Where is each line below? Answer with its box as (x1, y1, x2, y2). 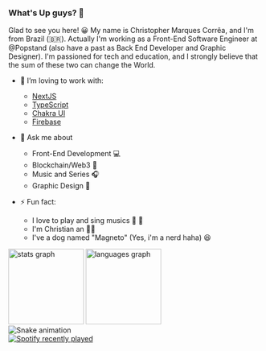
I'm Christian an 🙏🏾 (31, 225, 96, 234)
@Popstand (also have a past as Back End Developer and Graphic (8, 43, 227, 53)
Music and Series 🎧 (31, 169, 100, 180)
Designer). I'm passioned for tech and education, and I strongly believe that (8, 52, 259, 61)
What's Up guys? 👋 (8, 7, 84, 19)
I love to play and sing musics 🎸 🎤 (31, 216, 143, 225)
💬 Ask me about (19, 133, 73, 142)
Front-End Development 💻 (31, 149, 121, 159)
